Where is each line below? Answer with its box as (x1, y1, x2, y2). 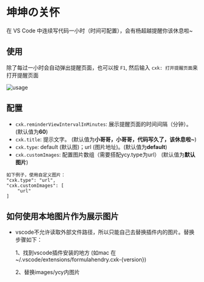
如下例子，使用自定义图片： (6, 172, 66, 178)
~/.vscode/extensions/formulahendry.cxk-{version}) (15, 256, 147, 263)
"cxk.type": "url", (6, 177, 56, 183)
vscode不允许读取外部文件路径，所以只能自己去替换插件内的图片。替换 (15, 228, 195, 236)
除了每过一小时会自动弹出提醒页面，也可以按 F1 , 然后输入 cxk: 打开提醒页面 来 (6, 63, 199, 71)
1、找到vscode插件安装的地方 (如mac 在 (15, 249, 116, 256)
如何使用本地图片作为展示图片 (6, 211, 119, 222)
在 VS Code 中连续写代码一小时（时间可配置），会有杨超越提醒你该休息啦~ (6, 27, 194, 34)
